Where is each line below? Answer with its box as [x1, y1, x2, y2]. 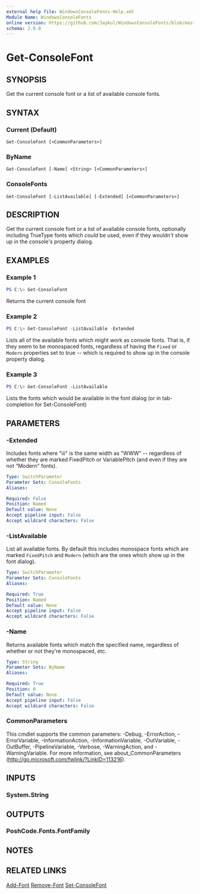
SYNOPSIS [6, 74, 47, 85]
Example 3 [6, 370, 37, 379]
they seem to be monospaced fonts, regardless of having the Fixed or [6, 343, 177, 350]
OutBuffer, [6, 743, 32, 750]
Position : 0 [6, 686, 36, 692]
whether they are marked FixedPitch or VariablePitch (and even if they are [6, 456, 187, 463]
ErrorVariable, [6, 736, 40, 744]
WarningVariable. [6, 749, 49, 757]
